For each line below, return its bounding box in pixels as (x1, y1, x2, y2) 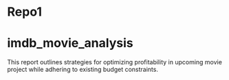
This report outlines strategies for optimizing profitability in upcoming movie (7, 58, 222, 66)
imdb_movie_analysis (7, 36, 133, 51)
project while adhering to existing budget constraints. (7, 66, 158, 74)
